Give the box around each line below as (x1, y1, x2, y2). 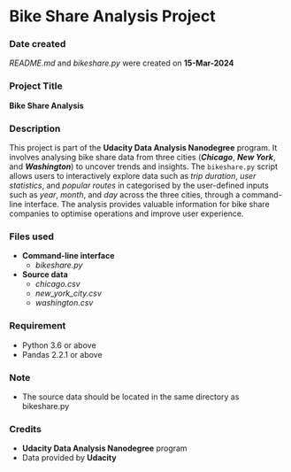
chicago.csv (34, 279, 81, 290)
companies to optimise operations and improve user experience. (9, 208, 244, 219)
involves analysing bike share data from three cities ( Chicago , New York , (9, 152, 276, 163)
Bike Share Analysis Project (9, 6, 217, 27)
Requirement (9, 320, 66, 332)
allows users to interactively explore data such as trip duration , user (9, 171, 257, 182)
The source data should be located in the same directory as (21, 391, 240, 402)
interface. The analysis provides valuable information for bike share (24, 199, 270, 210)
